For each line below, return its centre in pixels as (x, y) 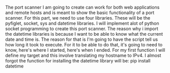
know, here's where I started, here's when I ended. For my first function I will (85, 50)
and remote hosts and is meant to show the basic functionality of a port (80, 13)
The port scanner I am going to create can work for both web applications (82, 7)
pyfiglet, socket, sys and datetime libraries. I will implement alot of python (82, 23)
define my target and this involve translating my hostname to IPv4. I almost (83, 55)
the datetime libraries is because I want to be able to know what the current (84, 34)
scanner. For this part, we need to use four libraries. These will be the (78, 18)
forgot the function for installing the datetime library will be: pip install (78, 61)
